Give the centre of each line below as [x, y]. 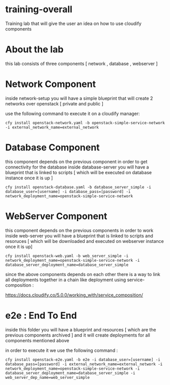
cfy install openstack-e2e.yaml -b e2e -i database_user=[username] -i [83, 360]
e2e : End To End [41, 315]
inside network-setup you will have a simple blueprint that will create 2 [79, 98]
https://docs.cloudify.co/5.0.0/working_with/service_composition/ [74, 295]
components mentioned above [37, 340]
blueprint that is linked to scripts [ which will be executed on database [78, 172]
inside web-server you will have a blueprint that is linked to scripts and [79, 236]
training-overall [39, 9]
